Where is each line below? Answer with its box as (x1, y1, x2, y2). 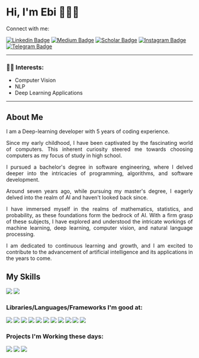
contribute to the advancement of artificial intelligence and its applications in (6, 249, 193, 256)
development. (6, 176, 40, 183)
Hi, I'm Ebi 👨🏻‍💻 (6, 5, 80, 19)
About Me (6, 112, 43, 122)
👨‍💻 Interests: (6, 63, 44, 71)
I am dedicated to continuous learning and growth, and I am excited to (6, 242, 193, 249)
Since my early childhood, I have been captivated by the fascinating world (6, 140, 193, 147)
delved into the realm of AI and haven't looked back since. (6, 194, 148, 201)
